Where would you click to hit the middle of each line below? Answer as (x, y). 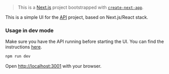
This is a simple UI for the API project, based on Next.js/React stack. (77, 17)
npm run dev (18, 56)
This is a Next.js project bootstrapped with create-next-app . (80, 7)
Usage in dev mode (30, 30)
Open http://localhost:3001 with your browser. (53, 66)
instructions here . (24, 47)
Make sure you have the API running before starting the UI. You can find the (85, 42)
